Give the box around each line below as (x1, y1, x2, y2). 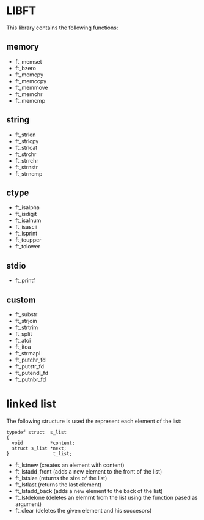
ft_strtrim (15, 324, 38, 331)
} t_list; (6, 450, 72, 456)
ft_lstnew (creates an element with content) (15, 461, 125, 469)
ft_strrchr (15, 157, 38, 164)
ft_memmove (15, 84, 48, 91)
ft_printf (15, 277, 35, 284)
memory (6, 42, 40, 52)
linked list (6, 397, 57, 411)
